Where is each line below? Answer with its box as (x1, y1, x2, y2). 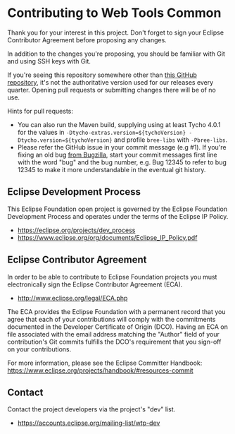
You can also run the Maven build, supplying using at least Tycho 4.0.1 (17, 120, 221, 128)
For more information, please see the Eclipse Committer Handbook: (7, 358, 203, 367)
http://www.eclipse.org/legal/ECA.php (17, 294, 128, 302)
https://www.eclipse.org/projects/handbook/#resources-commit (7, 366, 193, 375)
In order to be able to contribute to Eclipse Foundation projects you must (7, 272, 217, 281)
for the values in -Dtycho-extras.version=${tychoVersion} (17, 128, 186, 136)
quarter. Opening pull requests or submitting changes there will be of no (7, 85, 216, 94)
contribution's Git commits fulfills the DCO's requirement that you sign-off (7, 337, 222, 346)
